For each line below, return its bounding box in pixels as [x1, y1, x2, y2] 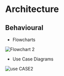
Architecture [5, 3, 59, 15]
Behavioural [5, 23, 43, 32]
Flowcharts [12, 36, 36, 42]
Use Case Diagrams [12, 56, 54, 62]
